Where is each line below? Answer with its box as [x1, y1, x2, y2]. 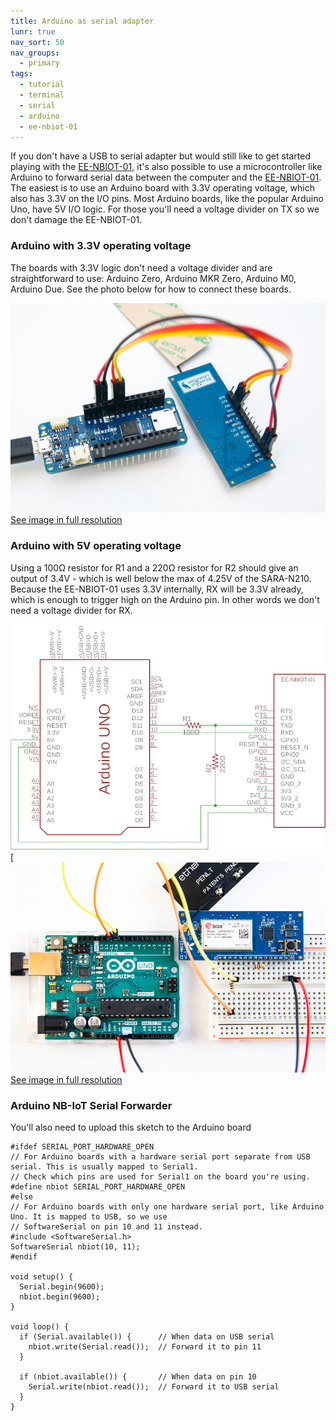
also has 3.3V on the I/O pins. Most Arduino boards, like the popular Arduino [10, 193, 324, 205]
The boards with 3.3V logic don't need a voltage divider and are [10, 261, 273, 274]
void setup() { [10, 1272, 74, 1282]
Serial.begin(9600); [19, 1282, 105, 1292]
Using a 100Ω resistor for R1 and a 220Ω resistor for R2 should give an [10, 561, 299, 574]
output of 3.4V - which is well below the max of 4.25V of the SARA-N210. [10, 572, 312, 584]
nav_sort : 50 [10, 37, 65, 47]
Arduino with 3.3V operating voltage [10, 239, 192, 253]
